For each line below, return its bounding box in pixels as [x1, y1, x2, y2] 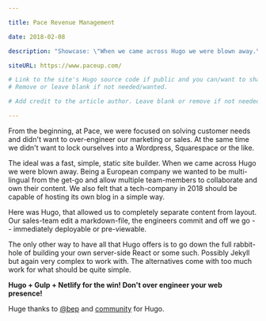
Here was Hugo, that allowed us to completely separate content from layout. [8, 207, 257, 216]
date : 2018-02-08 [8, 32, 66, 40]
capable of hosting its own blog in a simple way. [8, 192, 165, 201]
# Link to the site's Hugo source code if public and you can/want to [8, 76, 246, 84]
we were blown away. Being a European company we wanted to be [8, 166, 227, 176]
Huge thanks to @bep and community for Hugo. [8, 304, 165, 313]
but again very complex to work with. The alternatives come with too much [8, 256, 253, 266]
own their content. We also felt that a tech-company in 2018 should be [8, 183, 237, 193]
